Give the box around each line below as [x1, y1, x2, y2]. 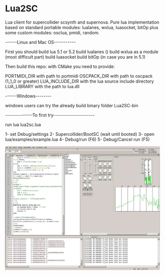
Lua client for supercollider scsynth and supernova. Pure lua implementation [5, 19, 160, 25]
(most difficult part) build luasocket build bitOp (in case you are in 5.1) [5, 54, 146, 60]
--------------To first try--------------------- [5, 112, 95, 118]
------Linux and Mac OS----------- [5, 39, 76, 45]
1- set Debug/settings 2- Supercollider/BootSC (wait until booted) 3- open [5, 131, 155, 137]
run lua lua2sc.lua [5, 122, 41, 127]
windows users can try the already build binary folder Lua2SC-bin [5, 102, 138, 108]
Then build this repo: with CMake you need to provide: [5, 63, 115, 69]
